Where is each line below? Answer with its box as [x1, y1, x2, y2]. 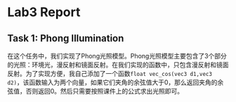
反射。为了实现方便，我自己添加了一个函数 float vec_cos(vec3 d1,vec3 [7, 70, 213, 77]
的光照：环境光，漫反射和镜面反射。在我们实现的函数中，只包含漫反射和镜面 [7, 60, 229, 69]
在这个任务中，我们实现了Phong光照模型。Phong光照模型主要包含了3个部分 [7, 52, 227, 60]
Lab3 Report [7, 4, 81, 20]
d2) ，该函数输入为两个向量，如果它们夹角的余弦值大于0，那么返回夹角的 [7, 78, 218, 87]
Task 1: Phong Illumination [7, 32, 124, 44]
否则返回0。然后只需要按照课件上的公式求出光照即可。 [25, 87, 184, 95]
